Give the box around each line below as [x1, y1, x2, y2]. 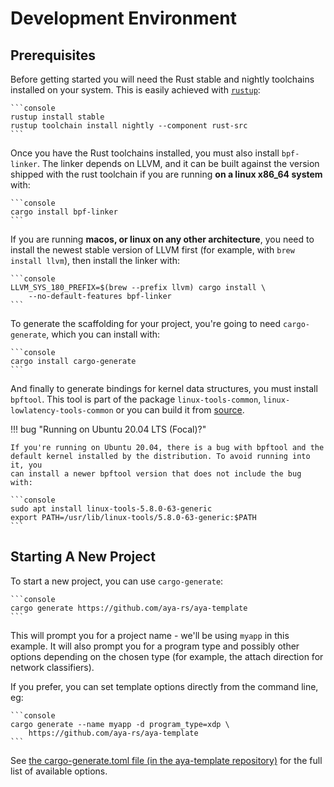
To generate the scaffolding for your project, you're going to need [10, 318, 282, 329]
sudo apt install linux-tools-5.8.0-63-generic [10, 504, 213, 514]
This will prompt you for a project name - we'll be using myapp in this [10, 629, 290, 641]
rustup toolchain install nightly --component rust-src [10, 121, 248, 131]
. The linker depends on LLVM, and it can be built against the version [36, 158, 320, 169]
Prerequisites [10, 47, 96, 64]
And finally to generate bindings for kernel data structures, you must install [10, 383, 318, 394]
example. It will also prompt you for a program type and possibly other [10, 640, 300, 652]
